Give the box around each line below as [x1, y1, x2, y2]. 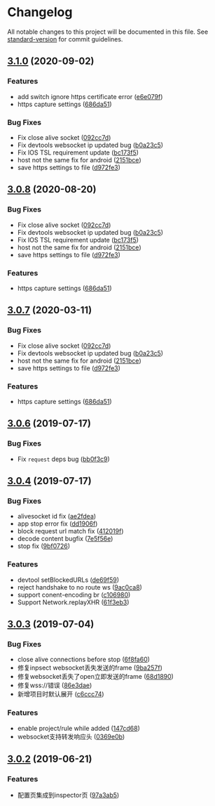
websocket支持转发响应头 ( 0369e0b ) [17, 732, 125, 741]
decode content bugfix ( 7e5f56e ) [17, 535, 113, 543]
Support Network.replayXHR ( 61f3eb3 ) [17, 598, 130, 606]
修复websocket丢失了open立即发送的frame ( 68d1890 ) [17, 672, 174, 681]
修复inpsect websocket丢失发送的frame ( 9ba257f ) [17, 663, 163, 672]
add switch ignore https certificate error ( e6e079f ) [17, 92, 163, 100]
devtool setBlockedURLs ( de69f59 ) [17, 576, 120, 584]
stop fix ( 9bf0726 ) [17, 542, 71, 550]
